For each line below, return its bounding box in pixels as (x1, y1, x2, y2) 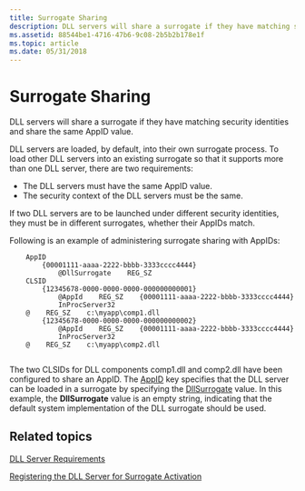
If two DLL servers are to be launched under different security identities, (9, 208, 280, 219)
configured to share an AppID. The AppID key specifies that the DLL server (9, 374, 290, 385)
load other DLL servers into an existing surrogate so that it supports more (9, 154, 284, 165)
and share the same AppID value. (9, 126, 134, 137)
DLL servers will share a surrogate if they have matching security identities (9, 116, 289, 127)
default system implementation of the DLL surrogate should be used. (9, 403, 267, 414)
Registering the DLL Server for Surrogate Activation (9, 470, 202, 482)
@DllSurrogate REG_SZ (57, 269, 152, 278)
